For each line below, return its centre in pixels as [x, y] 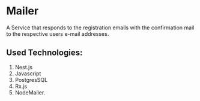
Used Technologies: [44, 53]
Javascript [28, 74]
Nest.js [24, 67]
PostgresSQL [31, 79]
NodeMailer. [30, 92]
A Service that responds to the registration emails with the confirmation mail [100, 27]
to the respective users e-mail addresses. [58, 33]
